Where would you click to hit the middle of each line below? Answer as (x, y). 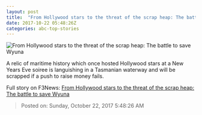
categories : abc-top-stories (43, 28)
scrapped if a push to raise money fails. (55, 76)
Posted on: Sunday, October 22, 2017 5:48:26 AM (82, 106)
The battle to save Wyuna (38, 94)
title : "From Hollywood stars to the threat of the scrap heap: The (95, 17)
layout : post (23, 12)
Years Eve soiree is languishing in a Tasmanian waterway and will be (91, 70)
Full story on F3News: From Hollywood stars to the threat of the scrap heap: (100, 88)
